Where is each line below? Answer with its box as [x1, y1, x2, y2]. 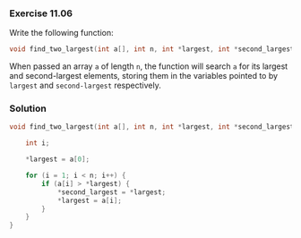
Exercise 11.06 [9, 7, 73, 20]
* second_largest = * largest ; [56, 187, 167, 197]
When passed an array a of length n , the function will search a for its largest [9, 61, 288, 72]
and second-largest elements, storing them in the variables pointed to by [9, 71, 279, 81]
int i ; [25, 139, 50, 148]
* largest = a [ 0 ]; [25, 155, 90, 164]
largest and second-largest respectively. [9, 80, 161, 91]
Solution [9, 102, 47, 115]
